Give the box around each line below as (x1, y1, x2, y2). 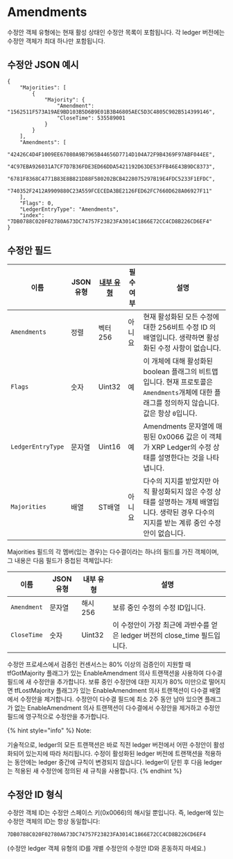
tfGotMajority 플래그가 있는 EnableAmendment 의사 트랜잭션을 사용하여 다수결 (7, 668, 223, 677)
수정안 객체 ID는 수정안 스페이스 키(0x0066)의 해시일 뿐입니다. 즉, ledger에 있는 (7, 808, 225, 817)
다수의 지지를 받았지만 (143, 476, 212, 485)
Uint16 (98, 442, 121, 451)
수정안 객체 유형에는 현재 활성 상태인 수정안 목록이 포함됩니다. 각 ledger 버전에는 (7, 28, 225, 36)
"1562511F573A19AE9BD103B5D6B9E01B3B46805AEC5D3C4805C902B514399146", (7, 109, 216, 115)
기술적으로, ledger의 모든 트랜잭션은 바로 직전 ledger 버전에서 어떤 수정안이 (7, 740, 212, 748)
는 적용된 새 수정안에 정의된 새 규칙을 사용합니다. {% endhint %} (7, 766, 182, 775)
